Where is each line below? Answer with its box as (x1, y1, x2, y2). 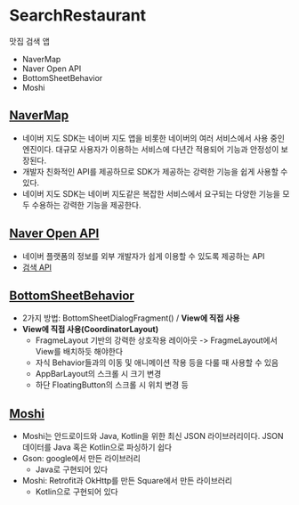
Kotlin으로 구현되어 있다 (35, 486, 118, 497)
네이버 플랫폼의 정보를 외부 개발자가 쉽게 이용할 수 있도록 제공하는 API (21, 250, 265, 261)
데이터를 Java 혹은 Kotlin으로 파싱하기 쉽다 (21, 442, 172, 452)
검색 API (21, 262, 52, 273)
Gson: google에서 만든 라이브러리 (21, 453, 141, 464)
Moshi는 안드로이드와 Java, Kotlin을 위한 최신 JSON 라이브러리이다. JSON (21, 431, 284, 442)
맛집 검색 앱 (9, 36, 51, 46)
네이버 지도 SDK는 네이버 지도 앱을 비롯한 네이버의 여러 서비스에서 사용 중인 (21, 133, 285, 143)
